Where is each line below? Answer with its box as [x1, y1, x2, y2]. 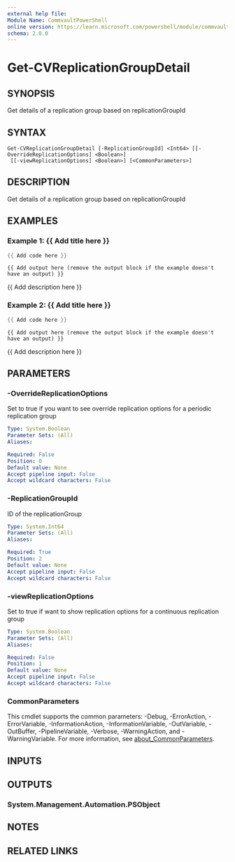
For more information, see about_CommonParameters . [58, 735, 215, 743]
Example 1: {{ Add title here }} [7, 236, 110, 246]
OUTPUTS [7, 778, 52, 791]
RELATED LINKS [7, 845, 78, 857]
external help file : [7, 10, 68, 17]
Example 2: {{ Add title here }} [7, 300, 112, 310]
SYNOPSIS [7, 87, 55, 99]
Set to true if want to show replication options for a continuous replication [7, 607, 219, 616]
